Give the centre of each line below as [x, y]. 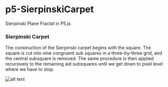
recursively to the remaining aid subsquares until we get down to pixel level [84, 64]
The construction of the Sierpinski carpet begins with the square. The [78, 48]
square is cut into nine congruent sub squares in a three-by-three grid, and [84, 53]
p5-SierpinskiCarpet [50, 9]
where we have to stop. [30, 69]
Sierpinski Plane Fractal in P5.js [38, 23]
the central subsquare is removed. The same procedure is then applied [80, 59]
